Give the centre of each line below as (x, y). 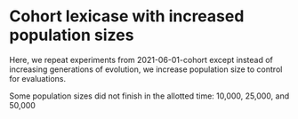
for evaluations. (38, 78)
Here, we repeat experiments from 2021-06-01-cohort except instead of (141, 59)
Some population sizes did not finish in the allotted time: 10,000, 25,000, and (149, 96)
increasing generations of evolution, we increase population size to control (146, 69)
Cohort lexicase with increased (127, 16)
